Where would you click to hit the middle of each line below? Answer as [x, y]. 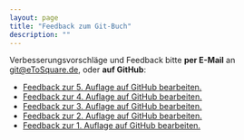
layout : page [34, 18]
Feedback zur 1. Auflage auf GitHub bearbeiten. [112, 126]
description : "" [40, 34]
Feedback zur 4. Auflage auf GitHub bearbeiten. [112, 97]
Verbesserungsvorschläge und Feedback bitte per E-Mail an [122, 61]
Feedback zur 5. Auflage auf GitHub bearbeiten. [112, 88]
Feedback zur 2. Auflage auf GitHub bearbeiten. [112, 116]
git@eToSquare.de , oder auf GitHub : [78, 70]
